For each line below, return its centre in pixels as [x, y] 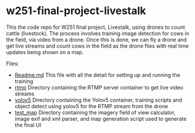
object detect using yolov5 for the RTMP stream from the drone [91, 106]
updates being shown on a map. [45, 52]
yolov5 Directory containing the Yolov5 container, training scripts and [98, 100]
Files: [13, 64]
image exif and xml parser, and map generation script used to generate [100, 118]
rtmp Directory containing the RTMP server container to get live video [99, 87]
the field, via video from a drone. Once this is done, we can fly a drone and [96, 39]
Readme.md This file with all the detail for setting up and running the [97, 75]
